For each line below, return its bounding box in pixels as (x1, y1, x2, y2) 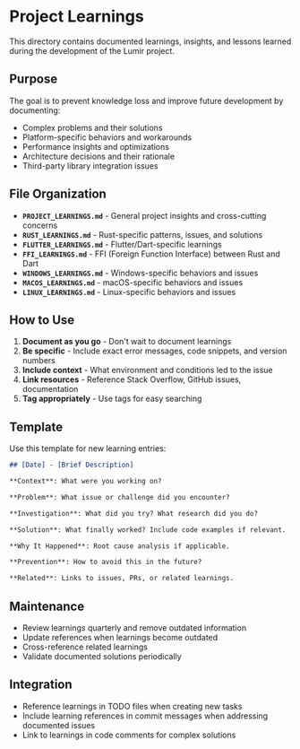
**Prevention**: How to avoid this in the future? (9, 558, 202, 567)
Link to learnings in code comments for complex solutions (21, 729, 236, 740)
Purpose (9, 72, 58, 87)
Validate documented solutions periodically (21, 651, 182, 661)
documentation (21, 384, 79, 395)
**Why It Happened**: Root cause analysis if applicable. (9, 541, 230, 551)
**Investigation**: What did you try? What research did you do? (9, 509, 258, 518)
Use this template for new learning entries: (9, 443, 167, 454)
